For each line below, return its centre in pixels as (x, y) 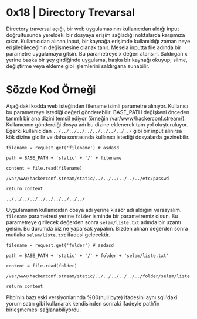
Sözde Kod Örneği (51, 90)
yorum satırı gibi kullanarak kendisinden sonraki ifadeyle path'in (83, 303)
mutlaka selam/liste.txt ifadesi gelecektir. (58, 235)
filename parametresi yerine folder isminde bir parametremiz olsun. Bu (92, 216)
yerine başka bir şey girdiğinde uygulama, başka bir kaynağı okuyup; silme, (97, 60)
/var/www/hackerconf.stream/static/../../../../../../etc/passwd (87, 179)
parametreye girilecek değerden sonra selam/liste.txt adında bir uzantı (94, 222)
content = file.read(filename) (44, 168)
